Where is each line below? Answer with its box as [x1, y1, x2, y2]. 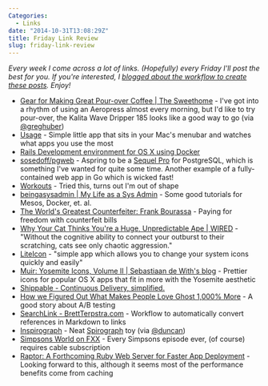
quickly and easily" [19, 258, 83, 267]
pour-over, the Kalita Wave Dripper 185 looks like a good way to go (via [19, 113, 254, 123]
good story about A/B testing [19, 300, 116, 310]
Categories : [8, 11, 48, 20]
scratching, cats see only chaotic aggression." [19, 241, 173, 251]
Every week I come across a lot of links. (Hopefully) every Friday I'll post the [8, 63, 260, 73]
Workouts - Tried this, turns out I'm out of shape [19, 181, 179, 191]
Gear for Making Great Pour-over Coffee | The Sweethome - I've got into [19, 96, 259, 106]
